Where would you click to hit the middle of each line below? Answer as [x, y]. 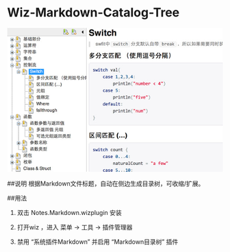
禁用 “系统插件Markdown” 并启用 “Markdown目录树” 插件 [98, 242]
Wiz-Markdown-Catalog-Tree [93, 13]
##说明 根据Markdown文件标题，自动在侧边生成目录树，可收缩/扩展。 [106, 184]
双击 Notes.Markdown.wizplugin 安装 [69, 212]
